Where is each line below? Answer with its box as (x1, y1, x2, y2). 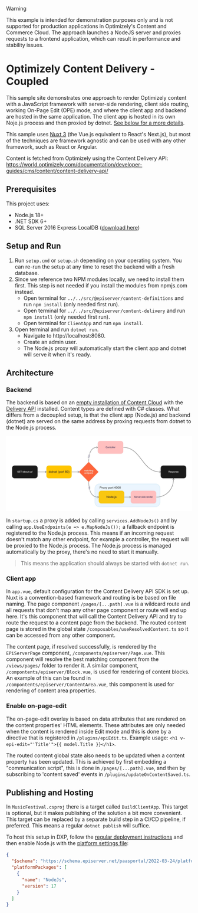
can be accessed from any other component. (6, 631, 116, 639)
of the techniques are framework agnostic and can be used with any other (6, 137, 186, 144)
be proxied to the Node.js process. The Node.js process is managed (6, 542, 172, 549)
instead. (14, 288, 35, 295)
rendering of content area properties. (6, 687, 97, 694)
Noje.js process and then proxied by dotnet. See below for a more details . (6, 119, 185, 126)
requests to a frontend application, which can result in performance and (6, 35, 181, 42)
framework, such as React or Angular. (6, 143, 98, 150)
